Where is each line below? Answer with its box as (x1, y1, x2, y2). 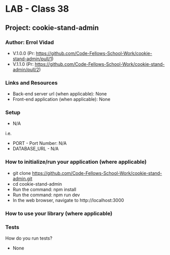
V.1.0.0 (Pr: (12, 50, 35, 56)
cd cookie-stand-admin (12, 181, 62, 187)
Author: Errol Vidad (5, 39, 54, 46)
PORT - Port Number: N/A (12, 140, 67, 146)
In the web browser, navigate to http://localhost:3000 (12, 197, 124, 203)
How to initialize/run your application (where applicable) (5, 159, 147, 166)
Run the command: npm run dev (12, 192, 80, 198)
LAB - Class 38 (5, 3, 70, 15)
